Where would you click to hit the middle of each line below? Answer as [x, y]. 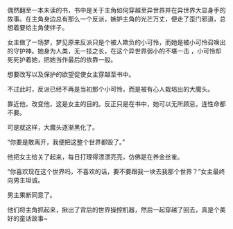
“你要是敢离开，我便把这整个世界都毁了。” [66, 142]
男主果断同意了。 [32, 195]
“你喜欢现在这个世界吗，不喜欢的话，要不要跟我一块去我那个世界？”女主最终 [116, 171]
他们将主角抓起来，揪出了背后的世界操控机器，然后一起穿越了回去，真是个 [113, 210]
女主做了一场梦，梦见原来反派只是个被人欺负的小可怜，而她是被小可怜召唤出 [116, 42]
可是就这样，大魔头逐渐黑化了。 [53, 127]
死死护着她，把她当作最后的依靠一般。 [62, 60]
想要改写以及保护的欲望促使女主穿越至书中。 [71, 74]
